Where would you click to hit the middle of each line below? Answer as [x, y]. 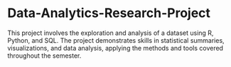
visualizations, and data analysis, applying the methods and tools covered [116, 48]
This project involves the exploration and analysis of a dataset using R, [111, 33]
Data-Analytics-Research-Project [109, 13]
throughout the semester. [44, 56]
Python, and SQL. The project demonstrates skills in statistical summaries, [116, 40]
